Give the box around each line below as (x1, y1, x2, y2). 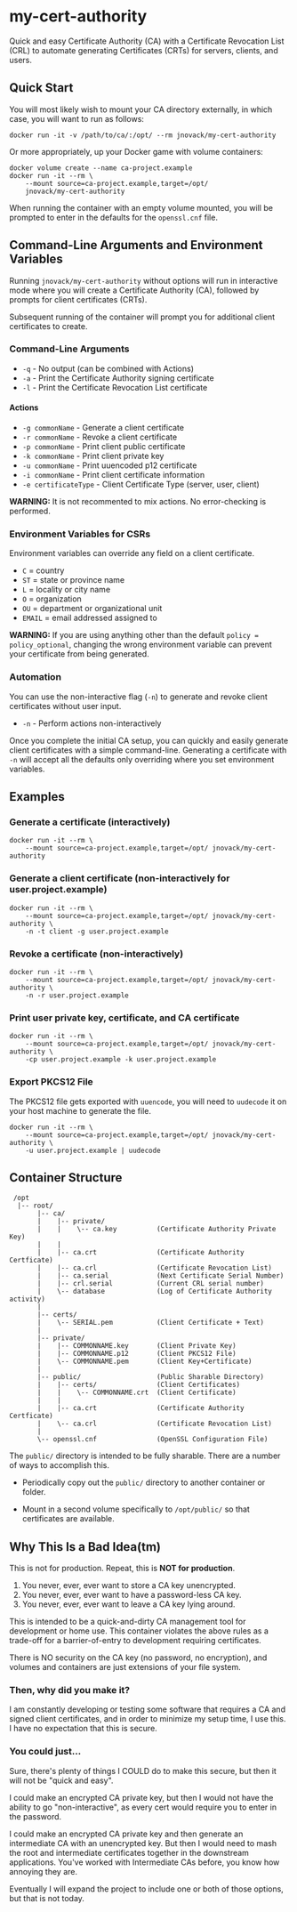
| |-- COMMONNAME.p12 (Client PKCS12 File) (36, 1350, 237, 1359)
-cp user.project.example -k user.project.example (25, 1055, 217, 1064)
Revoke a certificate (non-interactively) (9, 948, 184, 960)
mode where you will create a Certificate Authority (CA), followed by (9, 285, 260, 295)
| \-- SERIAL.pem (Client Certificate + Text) (36, 1319, 265, 1327)
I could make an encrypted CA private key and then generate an (9, 1828, 244, 1839)
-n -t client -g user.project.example (25, 927, 169, 936)
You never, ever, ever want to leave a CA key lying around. (21, 1599, 236, 1609)
